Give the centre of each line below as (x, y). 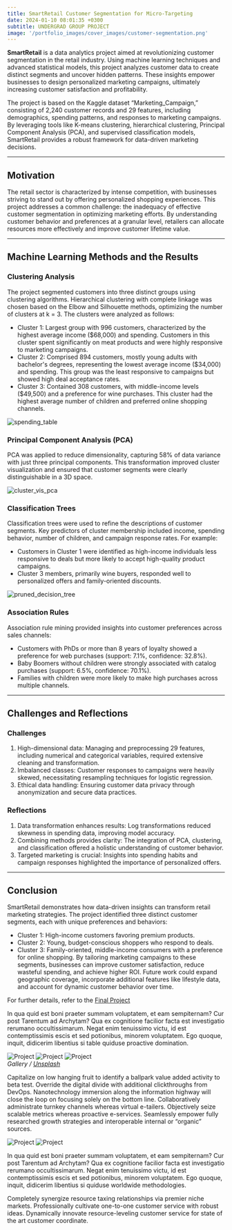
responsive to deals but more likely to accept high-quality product (111, 559)
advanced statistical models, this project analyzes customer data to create (113, 67)
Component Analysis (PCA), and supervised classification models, (101, 132)
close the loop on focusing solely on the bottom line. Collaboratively (104, 1100)
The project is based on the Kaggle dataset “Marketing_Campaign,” (103, 103)
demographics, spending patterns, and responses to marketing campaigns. (114, 118)
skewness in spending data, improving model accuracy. (96, 833)
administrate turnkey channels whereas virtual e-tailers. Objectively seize (112, 1107)
